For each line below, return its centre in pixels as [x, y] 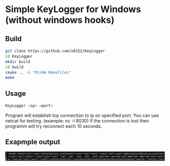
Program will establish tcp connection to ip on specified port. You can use [82, 115]
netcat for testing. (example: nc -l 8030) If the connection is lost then [77, 120]
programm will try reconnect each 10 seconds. [54, 126]
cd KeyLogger [19, 56]
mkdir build [18, 62]
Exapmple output [33, 142]
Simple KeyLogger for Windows [73, 9]
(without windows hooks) [60, 20]
